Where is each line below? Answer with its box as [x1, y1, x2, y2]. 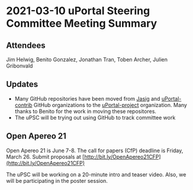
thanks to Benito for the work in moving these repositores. [14, 108, 157, 115]
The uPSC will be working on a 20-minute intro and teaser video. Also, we [6, 170, 186, 178]
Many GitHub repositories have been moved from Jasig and [14, 95, 160, 102]
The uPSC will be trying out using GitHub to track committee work [14, 114, 176, 121]
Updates [6, 79, 38, 89]
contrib [14, 101, 33, 108]
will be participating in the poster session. [6, 177, 108, 184]
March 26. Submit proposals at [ [6, 153, 85, 160]
